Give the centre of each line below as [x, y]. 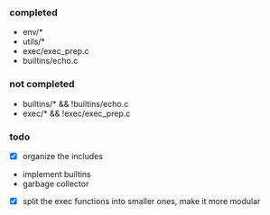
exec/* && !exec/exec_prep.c [76, 113]
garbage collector [56, 184]
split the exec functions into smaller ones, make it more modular [141, 201]
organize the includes [63, 156]
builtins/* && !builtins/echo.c [75, 103]
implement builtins [57, 174]
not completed [42, 85]
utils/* [33, 41]
